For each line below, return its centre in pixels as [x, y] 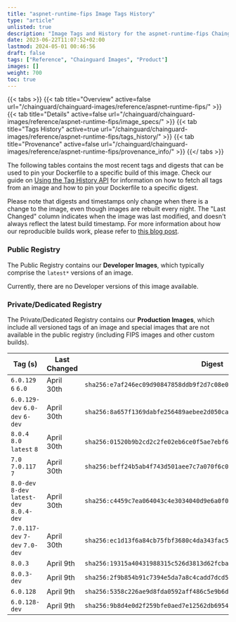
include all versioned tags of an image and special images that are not [109, 327]
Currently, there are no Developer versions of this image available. [103, 286]
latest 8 [25, 449]
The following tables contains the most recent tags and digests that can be [116, 166]
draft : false [26, 54]
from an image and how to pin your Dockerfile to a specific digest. [103, 188]
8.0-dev [24, 483]
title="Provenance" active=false [53, 144]
